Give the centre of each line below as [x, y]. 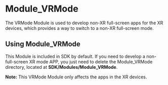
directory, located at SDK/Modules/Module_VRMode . [61, 67]
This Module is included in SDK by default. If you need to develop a [75, 56]
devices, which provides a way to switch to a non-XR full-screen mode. [80, 28]
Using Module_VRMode [43, 44]
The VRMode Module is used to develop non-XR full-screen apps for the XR [84, 23]
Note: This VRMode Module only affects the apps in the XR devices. [76, 77]
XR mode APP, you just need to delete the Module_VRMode [91, 62]
